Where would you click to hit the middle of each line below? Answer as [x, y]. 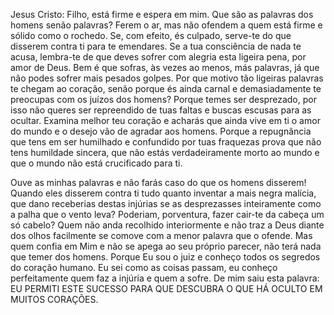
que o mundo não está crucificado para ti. [96, 163]
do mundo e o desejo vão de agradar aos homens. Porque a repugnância [161, 131]
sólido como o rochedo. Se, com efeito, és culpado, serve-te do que [151, 35]
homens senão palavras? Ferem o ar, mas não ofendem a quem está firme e [166, 25]
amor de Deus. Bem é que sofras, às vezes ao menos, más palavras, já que [165, 67]
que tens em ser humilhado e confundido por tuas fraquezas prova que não [166, 142]
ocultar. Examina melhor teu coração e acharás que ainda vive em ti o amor [165, 120]
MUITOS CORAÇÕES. [54, 299]
